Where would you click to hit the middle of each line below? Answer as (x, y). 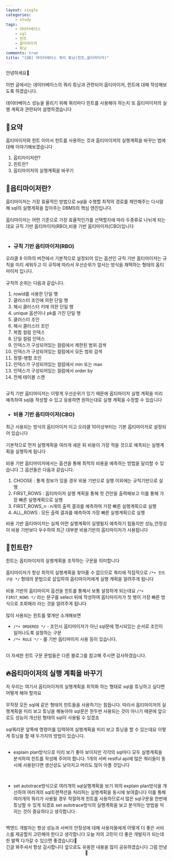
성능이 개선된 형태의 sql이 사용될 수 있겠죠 (57, 717)
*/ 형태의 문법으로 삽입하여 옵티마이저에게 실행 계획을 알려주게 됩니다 (84, 579)
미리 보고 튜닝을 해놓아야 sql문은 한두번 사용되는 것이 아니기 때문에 (90, 711)
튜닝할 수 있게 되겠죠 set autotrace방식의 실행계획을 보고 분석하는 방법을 (86, 805)
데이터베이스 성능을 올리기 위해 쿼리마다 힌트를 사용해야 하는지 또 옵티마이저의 (84, 103)
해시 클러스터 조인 (31, 326)
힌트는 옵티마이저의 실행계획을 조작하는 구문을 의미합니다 (63, 561)
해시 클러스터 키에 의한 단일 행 (43, 307)
